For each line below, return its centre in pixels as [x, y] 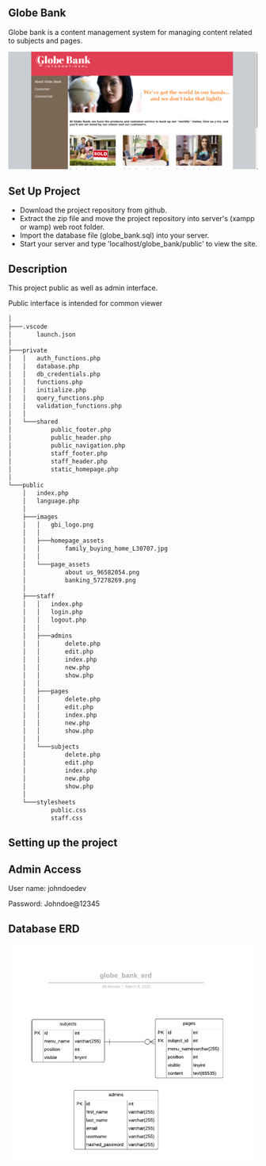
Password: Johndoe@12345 [54, 904]
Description [38, 269]
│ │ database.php [44, 367]
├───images [40, 517]
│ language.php [51, 501]
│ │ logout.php [55, 620]
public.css [68, 810]
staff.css [66, 818]
